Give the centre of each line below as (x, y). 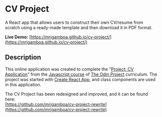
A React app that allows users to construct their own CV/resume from (74, 22)
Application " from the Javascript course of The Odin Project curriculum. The (81, 74)
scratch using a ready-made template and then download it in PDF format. (79, 27)
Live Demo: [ (18, 37)
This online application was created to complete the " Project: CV (69, 69)
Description (23, 58)
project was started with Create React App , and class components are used (80, 79)
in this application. (23, 84)
